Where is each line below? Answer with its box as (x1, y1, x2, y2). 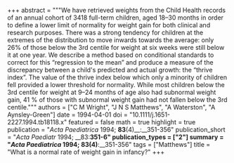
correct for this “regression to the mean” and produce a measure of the (7, 58, 214, 66)
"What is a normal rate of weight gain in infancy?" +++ (7, 148, 165, 156)
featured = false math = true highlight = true (68, 118, 196, 126)
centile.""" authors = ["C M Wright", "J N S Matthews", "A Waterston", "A (7, 103, 216, 111)
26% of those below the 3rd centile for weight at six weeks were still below (7, 44, 225, 51)
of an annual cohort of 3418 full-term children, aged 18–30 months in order (7, 13, 223, 22)
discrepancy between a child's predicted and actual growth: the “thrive (7, 66, 213, 74)
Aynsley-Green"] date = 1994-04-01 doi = (7, 110, 128, 119)
